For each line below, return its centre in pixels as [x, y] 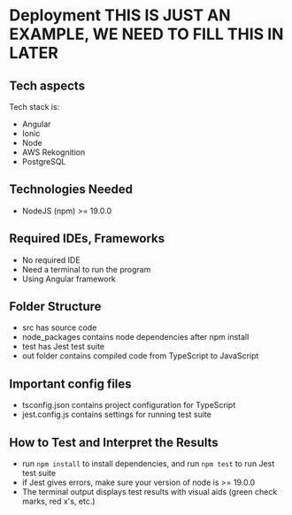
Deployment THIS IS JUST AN [120, 15]
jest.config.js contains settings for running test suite [117, 415]
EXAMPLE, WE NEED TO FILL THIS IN [146, 34]
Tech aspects [47, 85]
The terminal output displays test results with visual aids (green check [150, 492]
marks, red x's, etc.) [58, 502]
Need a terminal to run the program [86, 269]
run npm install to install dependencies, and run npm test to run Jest [148, 464]
